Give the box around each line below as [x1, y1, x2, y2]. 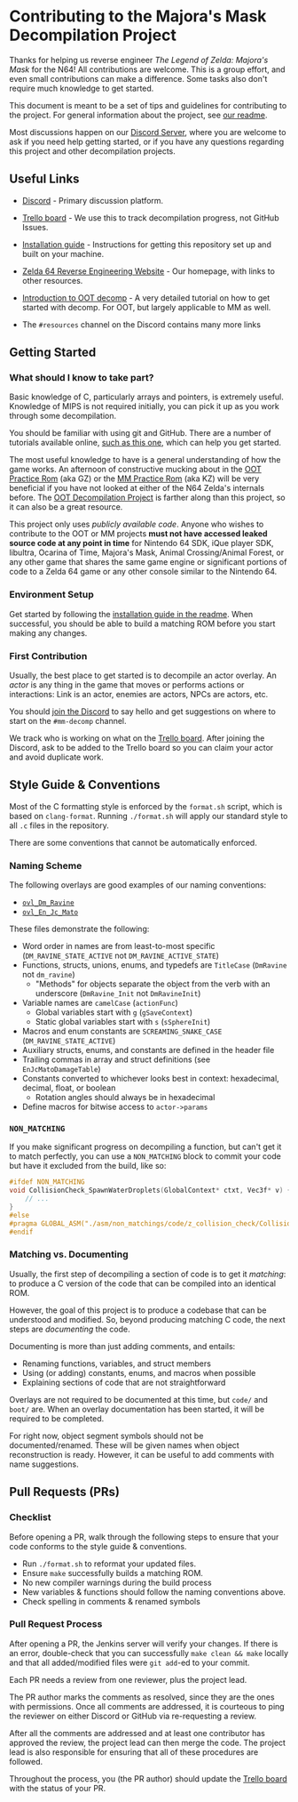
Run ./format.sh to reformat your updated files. [21, 1558, 197, 1569]
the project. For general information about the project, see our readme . [9, 109, 268, 120]
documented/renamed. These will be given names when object [9, 1439, 239, 1451]
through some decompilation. [9, 411, 117, 422]
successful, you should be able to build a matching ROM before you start [9, 618, 276, 629]
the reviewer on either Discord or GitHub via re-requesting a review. [9, 1710, 257, 1721]
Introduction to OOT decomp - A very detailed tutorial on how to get [21, 292, 271, 303]
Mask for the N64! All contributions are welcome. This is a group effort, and [9, 64, 286, 75]
